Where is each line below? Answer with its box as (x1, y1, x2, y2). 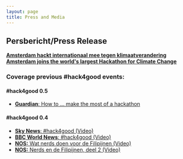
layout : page (6, 8, 39, 15)
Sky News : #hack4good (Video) (14, 127, 94, 134)
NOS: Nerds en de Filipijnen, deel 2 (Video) (14, 146, 121, 153)
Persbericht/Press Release (6, 36, 108, 46)
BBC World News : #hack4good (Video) (14, 134, 112, 141)
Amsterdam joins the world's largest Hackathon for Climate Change (6, 58, 177, 65)
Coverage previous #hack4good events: (6, 73, 125, 81)
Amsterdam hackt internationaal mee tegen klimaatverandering (6, 51, 167, 59)
